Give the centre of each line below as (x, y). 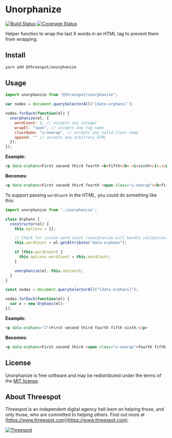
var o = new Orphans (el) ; (38, 304)
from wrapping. (21, 39)
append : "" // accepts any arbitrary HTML (60, 137)
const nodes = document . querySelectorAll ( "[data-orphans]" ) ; (72, 290)
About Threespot (33, 397)
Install (15, 55)
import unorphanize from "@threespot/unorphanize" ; (61, 95)
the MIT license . (22, 380)
